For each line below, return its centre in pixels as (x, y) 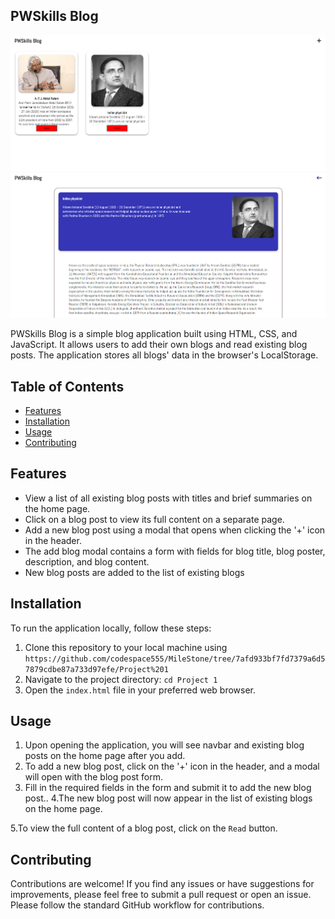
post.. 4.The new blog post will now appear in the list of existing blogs (168, 798)
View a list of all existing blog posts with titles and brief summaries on (168, 498)
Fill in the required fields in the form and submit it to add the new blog (168, 788)
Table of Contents (67, 386)
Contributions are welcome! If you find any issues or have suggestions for (162, 884)
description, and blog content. (87, 561)
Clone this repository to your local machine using (126, 647)
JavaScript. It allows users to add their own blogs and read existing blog (159, 345)
